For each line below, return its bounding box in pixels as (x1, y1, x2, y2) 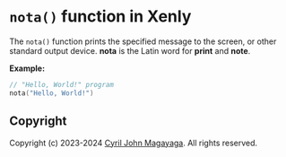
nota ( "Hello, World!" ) (9, 88, 94, 98)
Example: (9, 63, 46, 74)
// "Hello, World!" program (9, 80, 115, 89)
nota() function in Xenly (9, 6, 192, 27)
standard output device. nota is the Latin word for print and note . (9, 45, 251, 56)
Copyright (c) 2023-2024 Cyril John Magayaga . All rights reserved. (9, 137, 258, 148)
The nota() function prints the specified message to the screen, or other (9, 36, 277, 47)
